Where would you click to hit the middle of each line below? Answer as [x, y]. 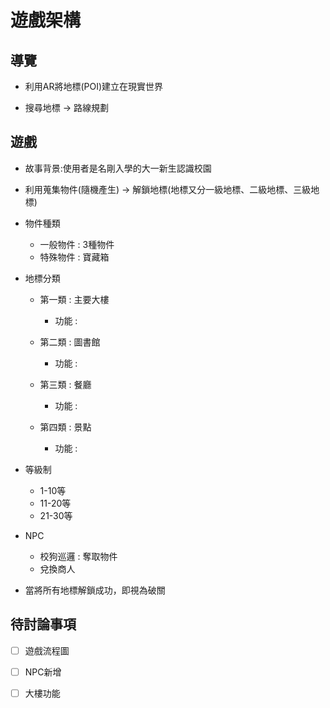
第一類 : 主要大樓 [74, 299]
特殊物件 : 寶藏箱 [74, 257]
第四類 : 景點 [65, 427]
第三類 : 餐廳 [65, 384]
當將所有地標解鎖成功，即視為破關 [95, 590]
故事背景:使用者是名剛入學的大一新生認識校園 [118, 168]
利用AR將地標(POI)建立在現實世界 [94, 86]
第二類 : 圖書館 [70, 342]
